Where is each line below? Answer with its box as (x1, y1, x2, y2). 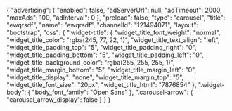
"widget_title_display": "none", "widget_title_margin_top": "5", (6, 73, 184, 81)
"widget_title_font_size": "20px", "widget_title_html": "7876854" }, (6, 81, 197, 89)
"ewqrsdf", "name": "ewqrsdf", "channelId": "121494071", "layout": (6, 21, 198, 29)
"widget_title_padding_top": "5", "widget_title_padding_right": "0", (6, 44, 197, 51)
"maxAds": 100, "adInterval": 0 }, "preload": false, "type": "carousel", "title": (6, 13, 226, 22)
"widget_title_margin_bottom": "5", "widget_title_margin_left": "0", (6, 66, 197, 74)
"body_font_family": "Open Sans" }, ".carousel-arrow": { (32, 88, 193, 96)
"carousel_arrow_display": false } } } (6, 96, 111, 104)
